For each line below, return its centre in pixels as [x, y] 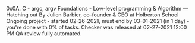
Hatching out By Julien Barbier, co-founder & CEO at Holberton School [92, 15]
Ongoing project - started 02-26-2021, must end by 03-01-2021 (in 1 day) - [98, 21]
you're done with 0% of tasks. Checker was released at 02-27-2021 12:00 [97, 27]
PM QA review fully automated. [44, 34]
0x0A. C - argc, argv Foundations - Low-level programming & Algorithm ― [97, 9]
